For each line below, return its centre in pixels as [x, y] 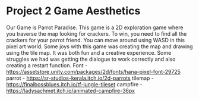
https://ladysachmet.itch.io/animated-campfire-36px [71, 90]
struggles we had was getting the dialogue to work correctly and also [91, 59]
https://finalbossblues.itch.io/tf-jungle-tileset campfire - [74, 84]
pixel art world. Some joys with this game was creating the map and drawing [99, 46]
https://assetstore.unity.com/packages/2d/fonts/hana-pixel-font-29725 [94, 71]
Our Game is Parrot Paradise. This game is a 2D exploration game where [95, 27]
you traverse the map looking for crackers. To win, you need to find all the [97, 33]
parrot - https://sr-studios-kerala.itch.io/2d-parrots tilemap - [80, 78]
